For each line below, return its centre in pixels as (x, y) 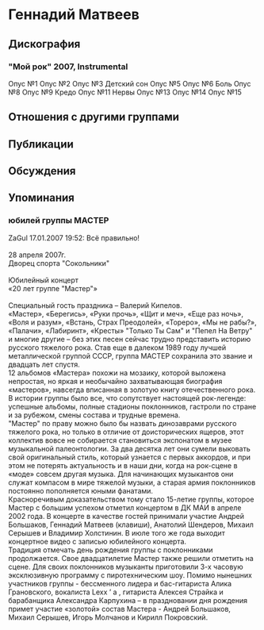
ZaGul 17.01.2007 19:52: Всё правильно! (74, 238)
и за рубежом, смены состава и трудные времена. (94, 415)
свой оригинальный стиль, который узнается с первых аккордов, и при (130, 457)
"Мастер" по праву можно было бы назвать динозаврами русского (122, 423)
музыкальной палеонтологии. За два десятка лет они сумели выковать (130, 448)
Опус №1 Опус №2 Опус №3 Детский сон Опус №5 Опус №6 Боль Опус (130, 83)
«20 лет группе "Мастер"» (53, 288)
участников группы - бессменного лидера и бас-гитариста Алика (120, 583)
